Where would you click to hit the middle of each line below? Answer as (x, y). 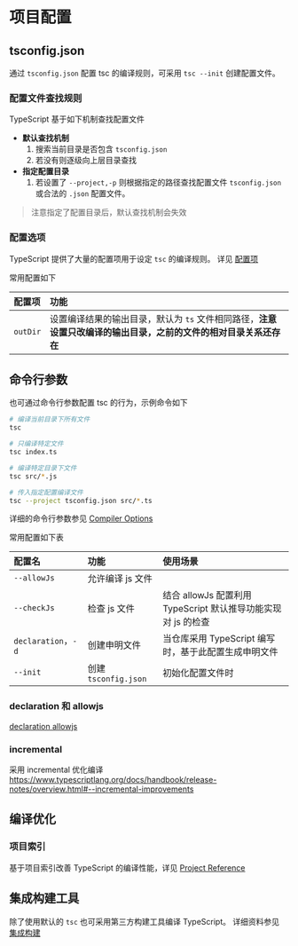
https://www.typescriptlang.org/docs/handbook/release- (113, 780)
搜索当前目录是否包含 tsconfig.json (101, 149)
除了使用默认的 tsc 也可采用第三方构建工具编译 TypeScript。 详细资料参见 (144, 921)
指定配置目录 (45, 171)
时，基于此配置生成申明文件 (220, 652)
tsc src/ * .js (33, 476)
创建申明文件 (114, 645)
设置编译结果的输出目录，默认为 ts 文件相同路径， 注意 (164, 319)
